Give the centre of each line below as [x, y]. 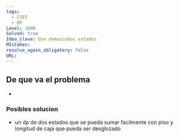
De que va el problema [48, 80]
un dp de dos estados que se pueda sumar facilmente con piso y [94, 122]
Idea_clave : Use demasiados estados [51, 39]
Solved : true [22, 34]
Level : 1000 [21, 28]
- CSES [20, 17]
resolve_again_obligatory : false [47, 50]
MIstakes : [18, 45]
